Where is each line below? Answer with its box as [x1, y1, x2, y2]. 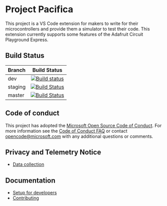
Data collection [12, 161, 45, 167]
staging [8, 83, 26, 90]
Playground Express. [5, 37, 49, 43]
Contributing [12, 195, 39, 201]
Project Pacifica [5, 4, 74, 15]
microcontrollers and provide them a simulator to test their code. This [5, 25, 150, 32]
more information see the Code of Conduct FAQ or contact [5, 128, 128, 134]
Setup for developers [12, 190, 57, 196]
